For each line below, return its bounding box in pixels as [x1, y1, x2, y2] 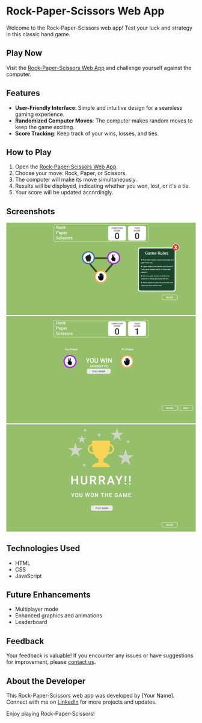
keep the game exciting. [14, 123, 75, 130]
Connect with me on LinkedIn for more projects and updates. [6, 698, 157, 705]
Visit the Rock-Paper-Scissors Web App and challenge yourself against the [6, 64, 192, 71]
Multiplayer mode [14, 605, 59, 613]
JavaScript [14, 572, 42, 579]
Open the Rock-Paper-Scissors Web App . [14, 163, 118, 170]
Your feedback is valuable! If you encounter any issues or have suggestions [6, 652, 194, 659]
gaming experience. [14, 110, 65, 118]
